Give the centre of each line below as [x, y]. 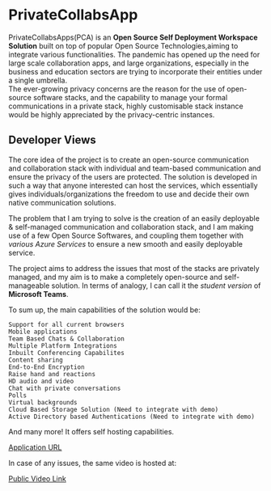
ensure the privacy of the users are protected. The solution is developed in [133, 176]
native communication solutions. [62, 202]
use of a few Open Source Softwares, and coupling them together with [126, 235]
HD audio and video [41, 381]
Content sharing [36, 360]
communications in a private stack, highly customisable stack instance [126, 106]
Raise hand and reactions [52, 374]
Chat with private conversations [65, 388]
